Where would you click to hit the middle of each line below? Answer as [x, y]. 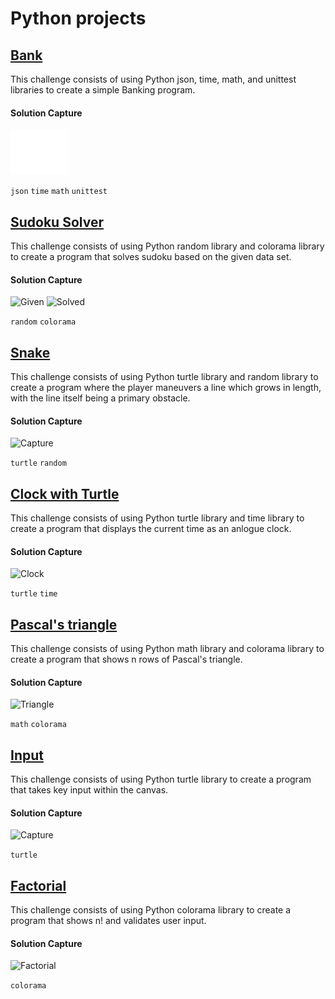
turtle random [38, 463]
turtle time [34, 594]
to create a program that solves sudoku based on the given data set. [151, 257]
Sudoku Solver [57, 222]
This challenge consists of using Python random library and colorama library [167, 246]
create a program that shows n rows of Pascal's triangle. [126, 659]
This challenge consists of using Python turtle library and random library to [164, 377]
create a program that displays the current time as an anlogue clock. [151, 529]
